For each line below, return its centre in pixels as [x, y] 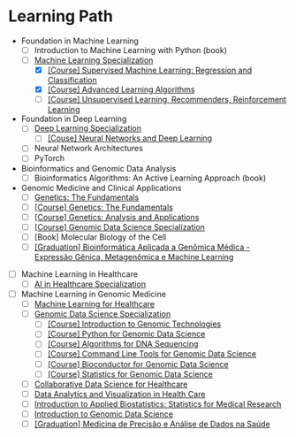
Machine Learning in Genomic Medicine [94, 295]
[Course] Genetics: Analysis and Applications [117, 217]
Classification [72, 80]
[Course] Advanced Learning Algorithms [121, 89]
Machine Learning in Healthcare [80, 274]
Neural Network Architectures [88, 149]
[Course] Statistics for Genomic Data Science [130, 374]
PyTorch [49, 158]
